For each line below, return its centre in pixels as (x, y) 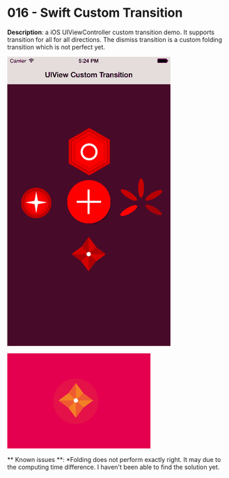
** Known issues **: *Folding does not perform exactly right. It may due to (114, 459)
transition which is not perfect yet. (56, 47)
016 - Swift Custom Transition (95, 13)
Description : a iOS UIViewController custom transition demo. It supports (111, 32)
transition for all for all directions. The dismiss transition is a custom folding (115, 39)
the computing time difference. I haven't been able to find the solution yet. (113, 467)
